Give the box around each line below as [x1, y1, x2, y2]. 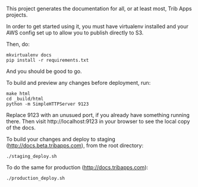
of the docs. [6, 124, 36, 131]
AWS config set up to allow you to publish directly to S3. [6, 29, 144, 36]
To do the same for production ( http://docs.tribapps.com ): [6, 164, 149, 171]
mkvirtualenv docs [6, 52, 52, 58]
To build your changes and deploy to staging [6, 136, 116, 142]
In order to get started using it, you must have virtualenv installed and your [6, 23, 189, 30]
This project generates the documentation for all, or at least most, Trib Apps [6, 5, 192, 12]
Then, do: [6, 41, 30, 47]
